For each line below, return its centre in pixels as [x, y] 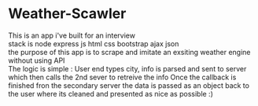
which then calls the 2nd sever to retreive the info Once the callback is [122, 77]
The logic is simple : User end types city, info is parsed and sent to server [127, 68]
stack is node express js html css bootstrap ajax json [94, 43]
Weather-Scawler [67, 14]
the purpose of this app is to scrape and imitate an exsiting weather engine [129, 52]
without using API [37, 60]
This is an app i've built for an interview [72, 35]
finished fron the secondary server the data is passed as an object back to [129, 85]
